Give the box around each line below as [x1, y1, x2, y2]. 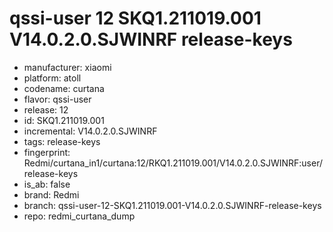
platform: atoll [23, 72, 82, 84]
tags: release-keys [23, 135, 101, 147]
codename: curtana [23, 82, 105, 94]
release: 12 [23, 103, 69, 116]
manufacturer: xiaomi [23, 61, 112, 73]
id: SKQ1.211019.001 [23, 114, 105, 126]
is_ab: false [23, 178, 71, 190]
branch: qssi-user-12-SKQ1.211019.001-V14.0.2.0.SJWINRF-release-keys [23, 199, 322, 211]
